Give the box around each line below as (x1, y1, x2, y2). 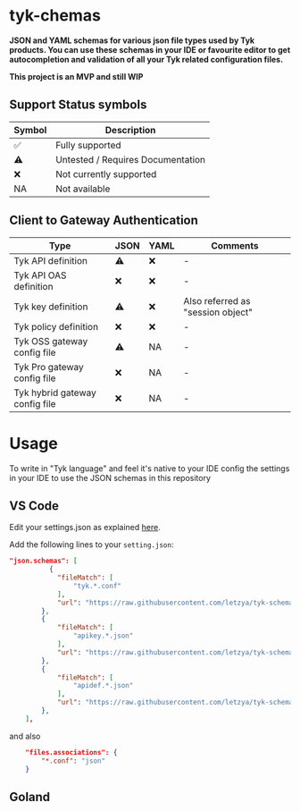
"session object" (183, 306, 253, 318)
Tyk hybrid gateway (13, 386, 96, 399)
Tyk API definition (13, 254, 87, 266)
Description (104, 123, 156, 136)
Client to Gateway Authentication (9, 213, 199, 228)
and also (9, 731, 41, 741)
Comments (211, 239, 259, 251)
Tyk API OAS (13, 269, 67, 282)
